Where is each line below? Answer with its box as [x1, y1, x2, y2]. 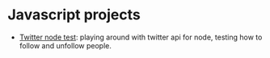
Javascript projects [7, 6, 141, 24]
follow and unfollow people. [19, 40, 112, 50]
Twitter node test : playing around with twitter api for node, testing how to [19, 32, 263, 42]
